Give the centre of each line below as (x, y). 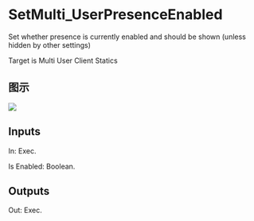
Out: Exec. (25, 210)
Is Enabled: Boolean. (42, 166)
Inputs (25, 132)
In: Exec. (22, 151)
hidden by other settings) (50, 45)
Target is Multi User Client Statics (63, 60)
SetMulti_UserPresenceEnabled (115, 15)
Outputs (29, 191)
